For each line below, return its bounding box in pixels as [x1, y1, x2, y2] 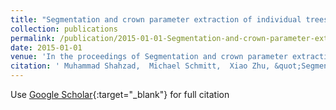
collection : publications [10, 24, 118, 34]
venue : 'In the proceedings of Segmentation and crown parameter [10, 52, 288, 62]
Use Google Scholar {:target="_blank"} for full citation [10, 89, 230, 100]
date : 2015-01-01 [10, 42, 83, 53]
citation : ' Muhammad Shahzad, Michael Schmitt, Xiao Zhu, [10, 61, 271, 71]
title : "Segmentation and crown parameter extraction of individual [10, 14, 302, 25]
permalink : [10, 33, 56, 43]
